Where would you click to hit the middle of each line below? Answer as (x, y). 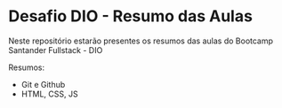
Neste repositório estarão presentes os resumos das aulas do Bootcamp (141, 41)
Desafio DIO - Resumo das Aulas (130, 16)
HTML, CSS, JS (49, 94)
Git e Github (43, 84)
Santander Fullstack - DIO (56, 50)
